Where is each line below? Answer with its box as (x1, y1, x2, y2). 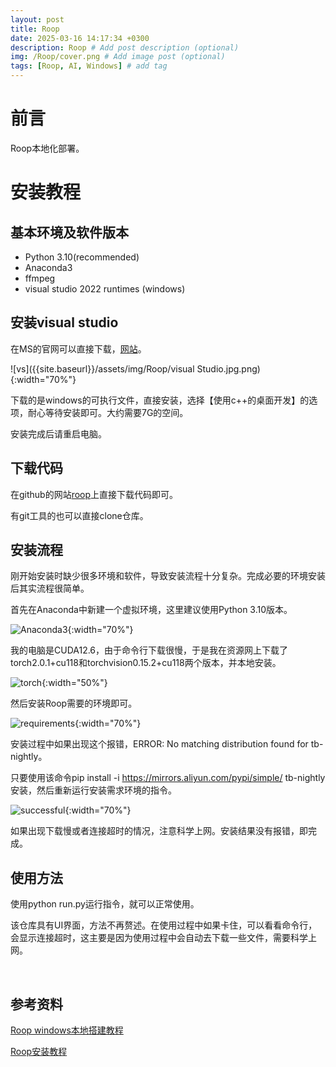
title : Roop (10, 24, 60, 34)
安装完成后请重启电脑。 (10, 427, 107, 440)
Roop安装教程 (10, 1046, 68, 1057)
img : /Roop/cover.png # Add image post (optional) (10, 52, 226, 62)
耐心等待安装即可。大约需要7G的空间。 (27, 406, 189, 418)
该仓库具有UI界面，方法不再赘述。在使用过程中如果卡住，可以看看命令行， (10, 919, 318, 931)
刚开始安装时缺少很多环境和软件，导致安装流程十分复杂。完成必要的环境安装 (10, 570, 326, 582)
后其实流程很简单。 (10, 582, 90, 595)
